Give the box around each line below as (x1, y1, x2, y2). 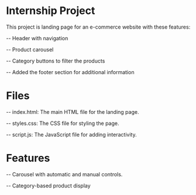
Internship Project (6, 4, 95, 18)
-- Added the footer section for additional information (6, 68, 135, 75)
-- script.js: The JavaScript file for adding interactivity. (6, 131, 137, 138)
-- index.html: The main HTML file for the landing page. (6, 108, 139, 115)
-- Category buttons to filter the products (6, 57, 105, 64)
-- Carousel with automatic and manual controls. (6, 170, 123, 177)
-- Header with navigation (6, 34, 68, 41)
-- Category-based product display (6, 182, 91, 189)
